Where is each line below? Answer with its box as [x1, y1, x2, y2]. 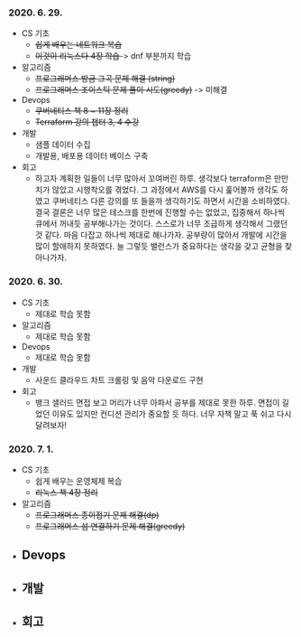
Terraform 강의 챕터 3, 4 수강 [34, 117, 140, 127]
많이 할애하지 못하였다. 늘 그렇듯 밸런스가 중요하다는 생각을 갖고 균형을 [34, 241, 283, 252]
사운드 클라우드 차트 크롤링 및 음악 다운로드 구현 [34, 374, 204, 385]
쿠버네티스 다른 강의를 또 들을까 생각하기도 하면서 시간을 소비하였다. [51, 196, 290, 207]
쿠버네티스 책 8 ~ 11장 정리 [34, 106, 129, 117]
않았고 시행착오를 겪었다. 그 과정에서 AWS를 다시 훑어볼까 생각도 [51, 184, 279, 195]
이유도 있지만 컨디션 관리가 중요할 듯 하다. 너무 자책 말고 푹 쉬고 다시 [51, 408, 292, 419]
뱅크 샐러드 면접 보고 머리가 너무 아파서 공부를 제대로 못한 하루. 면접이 [34, 397, 280, 407]
